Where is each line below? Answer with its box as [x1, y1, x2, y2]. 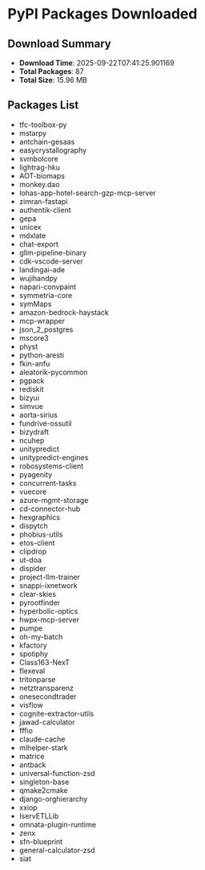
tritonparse [18, 674, 56, 684]
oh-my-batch [18, 631, 63, 641]
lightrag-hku [18, 162, 61, 172]
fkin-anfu [18, 358, 50, 368]
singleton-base [18, 777, 70, 786]
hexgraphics [18, 512, 61, 522]
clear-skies [18, 589, 57, 598]
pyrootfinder [18, 598, 61, 607]
